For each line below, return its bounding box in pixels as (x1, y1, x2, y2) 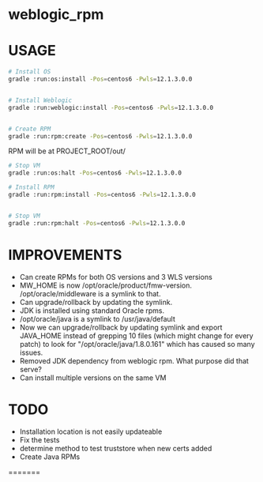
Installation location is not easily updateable (19, 427, 163, 436)
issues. (19, 348, 43, 357)
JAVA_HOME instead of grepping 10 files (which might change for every (19, 330, 254, 341)
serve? (19, 364, 42, 374)
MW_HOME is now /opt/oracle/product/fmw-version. (19, 281, 192, 290)
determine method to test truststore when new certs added (19, 443, 212, 453)
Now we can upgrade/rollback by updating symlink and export (19, 322, 223, 332)
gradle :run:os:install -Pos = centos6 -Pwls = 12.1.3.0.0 (8, 75, 193, 83)
